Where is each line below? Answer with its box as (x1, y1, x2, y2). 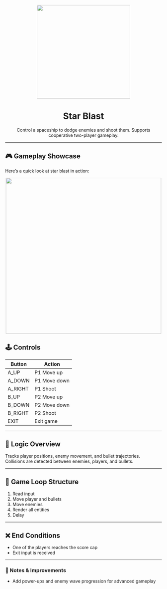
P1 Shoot (34, 385, 56, 392)
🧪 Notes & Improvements (5, 567, 66, 574)
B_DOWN (7, 401, 30, 408)
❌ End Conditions (5, 531, 61, 540)
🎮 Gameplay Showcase (5, 152, 81, 161)
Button (10, 360, 27, 367)
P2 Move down (34, 401, 70, 408)
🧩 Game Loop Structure (5, 477, 79, 486)
